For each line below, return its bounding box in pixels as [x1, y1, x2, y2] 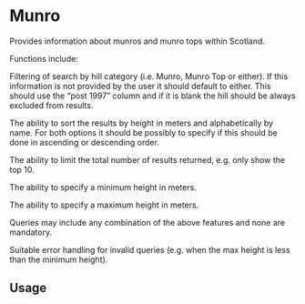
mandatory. [9, 227, 53, 238]
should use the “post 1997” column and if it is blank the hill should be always [9, 90, 296, 101]
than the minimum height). [9, 254, 108, 265]
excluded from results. [9, 99, 94, 110]
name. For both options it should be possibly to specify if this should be [9, 127, 278, 137]
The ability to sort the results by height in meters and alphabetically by [9, 117, 274, 128]
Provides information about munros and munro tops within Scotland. [9, 35, 266, 46]
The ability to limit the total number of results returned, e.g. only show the [9, 154, 285, 165]
